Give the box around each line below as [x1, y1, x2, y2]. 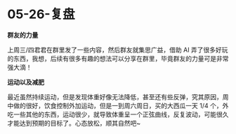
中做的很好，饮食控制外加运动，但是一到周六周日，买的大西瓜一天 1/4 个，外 [7, 101, 229, 110]
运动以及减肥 [7, 77, 44, 86]
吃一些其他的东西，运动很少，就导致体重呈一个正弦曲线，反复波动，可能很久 [7, 110, 229, 119]
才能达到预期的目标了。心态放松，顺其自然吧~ [7, 119, 141, 127]
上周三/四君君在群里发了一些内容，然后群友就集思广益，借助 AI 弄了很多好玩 [7, 45, 228, 54]
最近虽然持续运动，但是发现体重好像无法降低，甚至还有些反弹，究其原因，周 [7, 92, 229, 101]
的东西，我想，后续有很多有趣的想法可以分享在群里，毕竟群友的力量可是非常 [7, 54, 229, 63]
